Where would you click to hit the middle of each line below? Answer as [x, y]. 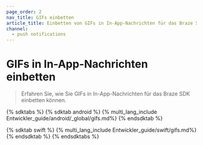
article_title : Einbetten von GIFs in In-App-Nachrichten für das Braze [100, 23]
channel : [17, 29]
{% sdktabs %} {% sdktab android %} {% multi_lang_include [82, 112]
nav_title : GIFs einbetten [40, 18]
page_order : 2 [24, 12]
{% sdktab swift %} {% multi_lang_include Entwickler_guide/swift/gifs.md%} [101, 130]
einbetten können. [43, 100]
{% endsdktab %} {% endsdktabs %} [53, 137]
